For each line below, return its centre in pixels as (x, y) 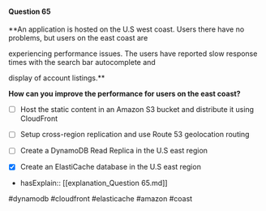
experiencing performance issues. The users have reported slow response (133, 54)
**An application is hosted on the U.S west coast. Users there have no (127, 29)
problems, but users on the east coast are (78, 38)
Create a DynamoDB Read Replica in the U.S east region (114, 151)
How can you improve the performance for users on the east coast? (124, 94)
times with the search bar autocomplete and (82, 62)
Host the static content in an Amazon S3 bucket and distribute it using (137, 110)
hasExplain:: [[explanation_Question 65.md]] (94, 183)
